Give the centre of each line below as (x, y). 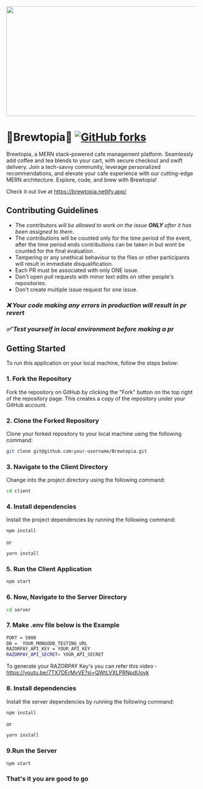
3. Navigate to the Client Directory (57, 467)
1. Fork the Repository (39, 379)
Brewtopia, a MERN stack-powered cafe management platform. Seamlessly (100, 154)
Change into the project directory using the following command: (86, 480)
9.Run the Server (32, 751)
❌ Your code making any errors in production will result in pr (96, 305)
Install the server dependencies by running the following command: (90, 701)
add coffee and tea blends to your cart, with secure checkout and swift (95, 160)
